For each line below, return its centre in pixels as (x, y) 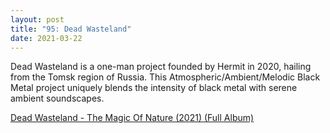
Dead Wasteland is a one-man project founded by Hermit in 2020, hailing (161, 67)
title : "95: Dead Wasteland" (71, 29)
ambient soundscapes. (57, 98)
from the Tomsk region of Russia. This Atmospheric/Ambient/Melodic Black (165, 77)
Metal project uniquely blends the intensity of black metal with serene (154, 88)
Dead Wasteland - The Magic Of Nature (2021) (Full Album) (132, 118)
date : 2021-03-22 (46, 38)
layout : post (37, 19)
